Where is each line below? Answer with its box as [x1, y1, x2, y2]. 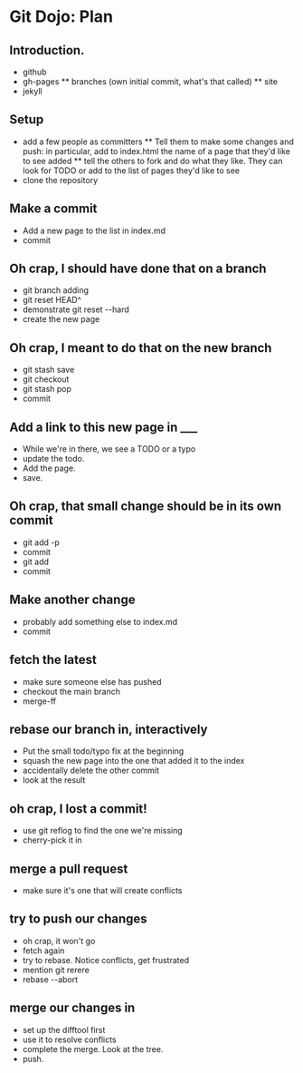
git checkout [22, 374, 70, 385]
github [22, 66, 47, 77]
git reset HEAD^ [22, 295, 81, 306]
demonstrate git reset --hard [22, 304, 129, 315]
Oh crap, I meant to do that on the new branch [9, 340, 272, 356]
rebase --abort [22, 973, 79, 985]
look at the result [22, 775, 86, 785]
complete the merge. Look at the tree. [22, 1043, 164, 1054]
